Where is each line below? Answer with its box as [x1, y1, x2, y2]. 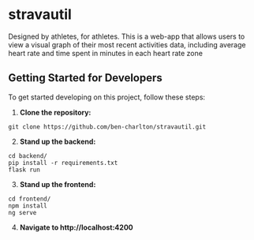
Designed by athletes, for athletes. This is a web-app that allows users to [8, 32, 245, 41]
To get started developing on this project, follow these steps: [8, 92, 206, 102]
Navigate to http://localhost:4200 [19, 223, 134, 232]
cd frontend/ [8, 195, 51, 203]
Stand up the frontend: [19, 179, 96, 189]
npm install [8, 201, 47, 210]
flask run [8, 166, 41, 174]
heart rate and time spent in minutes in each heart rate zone [8, 48, 204, 58]
